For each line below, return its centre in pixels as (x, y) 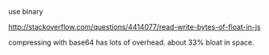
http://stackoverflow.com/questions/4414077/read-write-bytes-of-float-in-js (134, 27)
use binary (26, 12)
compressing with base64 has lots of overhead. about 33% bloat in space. (131, 42)
